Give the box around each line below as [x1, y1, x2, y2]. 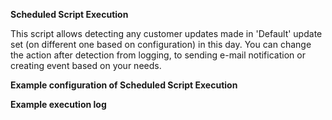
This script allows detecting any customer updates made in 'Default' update [10, 28, 323, 39]
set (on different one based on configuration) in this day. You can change [10, 39, 312, 50]
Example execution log [10, 99, 107, 110]
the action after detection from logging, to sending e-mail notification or [10, 49, 306, 61]
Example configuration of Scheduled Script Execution [10, 79, 238, 91]
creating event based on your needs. [10, 60, 162, 71]
